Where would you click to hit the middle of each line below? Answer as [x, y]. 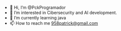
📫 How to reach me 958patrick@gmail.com [54, 23]
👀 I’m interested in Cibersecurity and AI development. [63, 13]
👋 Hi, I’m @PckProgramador [38, 8]
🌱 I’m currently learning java [38, 18]
